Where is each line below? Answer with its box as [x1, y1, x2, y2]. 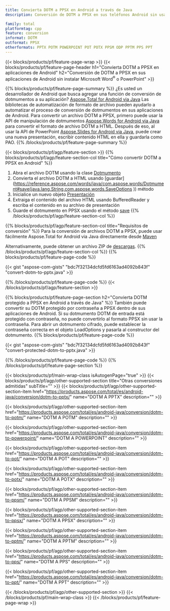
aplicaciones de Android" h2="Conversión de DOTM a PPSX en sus [5, 69, 146, 76]
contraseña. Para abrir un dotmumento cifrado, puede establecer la [5, 321, 146, 328]
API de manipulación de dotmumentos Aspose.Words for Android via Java [5, 118, 160, 124]
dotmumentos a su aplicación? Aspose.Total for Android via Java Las [5, 96, 149, 102]
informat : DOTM [5, 35, 37, 41]
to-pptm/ [5, 538, 24, 544]
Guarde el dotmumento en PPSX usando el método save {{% [12, 207, 139, 213]
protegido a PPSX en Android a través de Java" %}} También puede [5, 300, 147, 306]
